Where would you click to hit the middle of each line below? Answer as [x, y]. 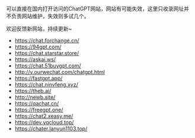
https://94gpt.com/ [38, 47]
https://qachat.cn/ [37, 103]
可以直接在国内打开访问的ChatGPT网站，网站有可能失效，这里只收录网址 [95, 9]
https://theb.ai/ [33, 91]
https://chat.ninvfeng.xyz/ [46, 84]
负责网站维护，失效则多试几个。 [50, 16]
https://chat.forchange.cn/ [47, 41]
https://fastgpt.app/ [39, 78]
